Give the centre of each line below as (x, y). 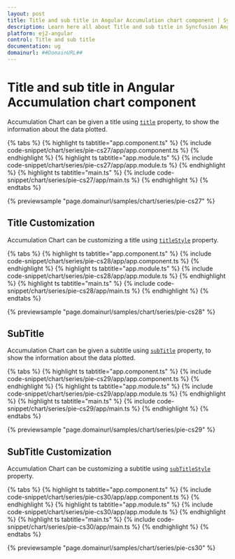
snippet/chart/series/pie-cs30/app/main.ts (69, 527)
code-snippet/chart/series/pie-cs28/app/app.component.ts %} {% (104, 261)
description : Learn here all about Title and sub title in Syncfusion (112, 27)
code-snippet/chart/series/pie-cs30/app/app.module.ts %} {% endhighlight (116, 512)
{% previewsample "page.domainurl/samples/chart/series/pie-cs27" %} (111, 201)
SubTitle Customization (59, 451)
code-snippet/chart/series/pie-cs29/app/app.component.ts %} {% (104, 379)
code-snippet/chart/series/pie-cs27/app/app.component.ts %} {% (103, 150)
